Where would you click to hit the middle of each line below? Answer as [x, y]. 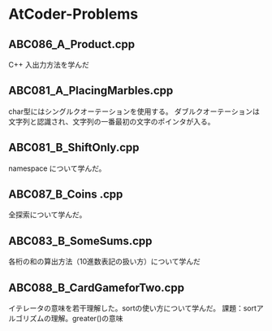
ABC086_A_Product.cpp [72, 44]
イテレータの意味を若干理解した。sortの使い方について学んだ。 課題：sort [133, 308]
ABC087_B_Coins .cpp [66, 195]
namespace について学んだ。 [57, 168]
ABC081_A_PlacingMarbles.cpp [91, 91]
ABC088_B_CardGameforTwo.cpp [97, 287]
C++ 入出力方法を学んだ [49, 65]
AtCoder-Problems [73, 14]
